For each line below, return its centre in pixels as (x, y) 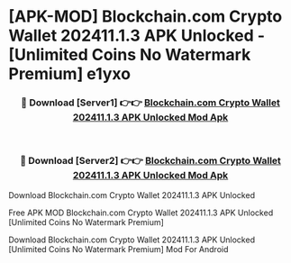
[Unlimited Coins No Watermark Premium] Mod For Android (118, 249)
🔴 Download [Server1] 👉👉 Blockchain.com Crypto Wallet (150, 103)
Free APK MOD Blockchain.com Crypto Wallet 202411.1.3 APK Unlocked (141, 213)
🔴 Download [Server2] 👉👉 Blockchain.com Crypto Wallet (150, 161)
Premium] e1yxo (70, 74)
